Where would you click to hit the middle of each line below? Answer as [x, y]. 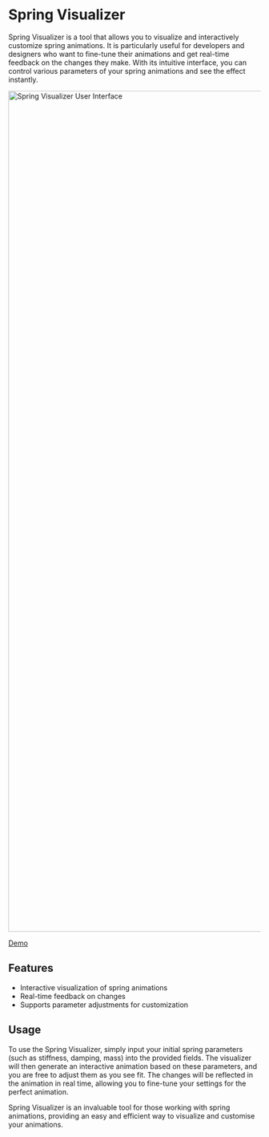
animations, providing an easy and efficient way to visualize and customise [132, 1115]
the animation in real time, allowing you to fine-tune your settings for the [127, 1083]
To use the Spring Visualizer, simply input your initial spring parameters [126, 1049]
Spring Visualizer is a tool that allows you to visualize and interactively [124, 37]
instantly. [23, 79]
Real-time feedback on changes [72, 996]
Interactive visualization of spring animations [94, 987]
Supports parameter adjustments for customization [104, 1005]
